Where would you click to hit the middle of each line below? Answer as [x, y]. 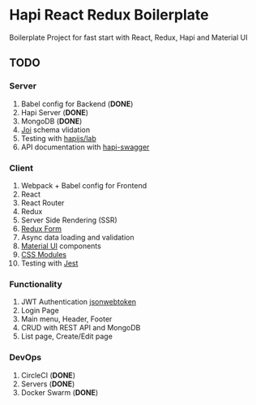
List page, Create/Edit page [66, 336]
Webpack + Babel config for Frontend [84, 185]
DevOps [26, 357]
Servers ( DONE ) [48, 384]
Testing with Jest [49, 263]
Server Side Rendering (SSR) [69, 220]
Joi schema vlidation [55, 129]
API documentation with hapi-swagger [85, 147]
